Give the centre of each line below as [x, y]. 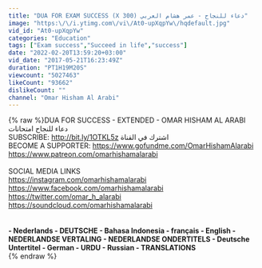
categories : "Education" [50, 38]
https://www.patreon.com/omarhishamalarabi [83, 154]
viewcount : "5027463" [44, 75]
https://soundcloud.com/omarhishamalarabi [81, 206]
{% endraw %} [33, 256]
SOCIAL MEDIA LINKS [45, 171]
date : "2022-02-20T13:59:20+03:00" [67, 53]
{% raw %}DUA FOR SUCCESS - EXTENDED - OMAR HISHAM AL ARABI [127, 120]
